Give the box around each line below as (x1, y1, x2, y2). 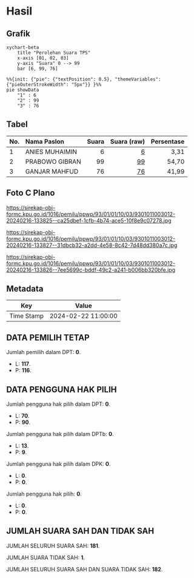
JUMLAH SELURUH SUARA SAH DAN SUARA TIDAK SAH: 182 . (6, 565, 163, 573)
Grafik (6, 29, 30, 39)
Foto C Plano (6, 188, 55, 198)
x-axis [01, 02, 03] (17, 55, 69, 61)
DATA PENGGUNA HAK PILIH (6, 384, 117, 395)
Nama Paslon (25, 137, 65, 146)
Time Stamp (9, 312, 44, 320)
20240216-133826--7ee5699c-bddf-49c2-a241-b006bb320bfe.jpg (6, 266, 176, 274)
